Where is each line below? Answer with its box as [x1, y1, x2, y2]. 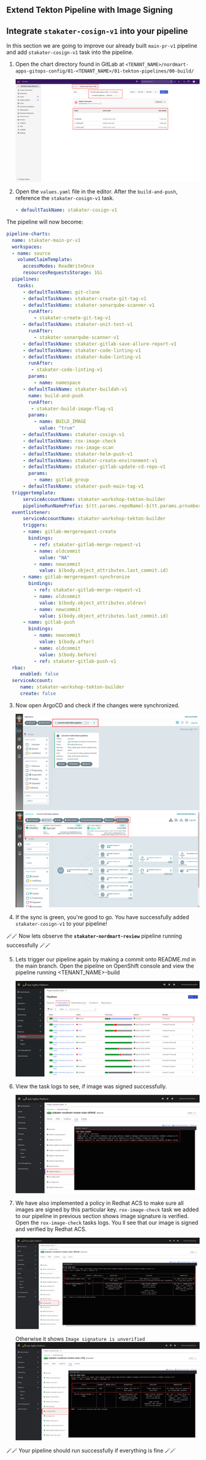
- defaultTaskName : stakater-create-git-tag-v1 [22, 295, 147, 301]
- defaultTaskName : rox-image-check [22, 438, 116, 444]
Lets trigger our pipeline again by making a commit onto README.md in [15, 956, 196, 963]
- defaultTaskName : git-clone [22, 289, 100, 295]
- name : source [12, 250, 51, 257]
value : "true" [39, 425, 75, 432]
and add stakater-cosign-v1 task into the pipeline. [6, 49, 134, 56]
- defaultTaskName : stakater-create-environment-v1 [22, 457, 158, 464]
